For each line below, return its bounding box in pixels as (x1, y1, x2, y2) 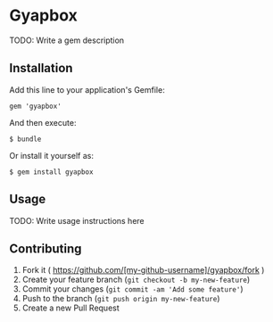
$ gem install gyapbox (9, 167, 94, 177)
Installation (9, 61, 73, 76)
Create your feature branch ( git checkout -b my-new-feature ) (21, 274, 251, 285)
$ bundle (9, 135, 42, 144)
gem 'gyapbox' (9, 102, 62, 111)
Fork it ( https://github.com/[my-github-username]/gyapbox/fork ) (21, 265, 265, 276)
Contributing (9, 241, 82, 256)
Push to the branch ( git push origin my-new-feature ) (21, 293, 220, 304)
